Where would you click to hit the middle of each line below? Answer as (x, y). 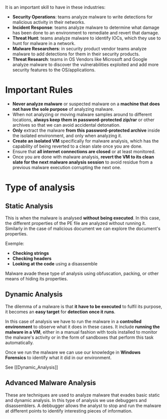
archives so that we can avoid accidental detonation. (66, 125)
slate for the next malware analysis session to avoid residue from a (83, 162)
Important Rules (39, 90)
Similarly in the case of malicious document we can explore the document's (83, 228)
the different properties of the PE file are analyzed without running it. (76, 223)
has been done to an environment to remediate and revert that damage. (86, 33)
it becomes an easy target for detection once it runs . (60, 312)
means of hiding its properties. (37, 278)
